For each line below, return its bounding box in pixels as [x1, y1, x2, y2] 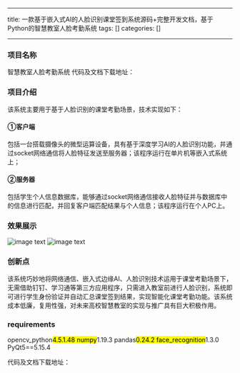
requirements [7, 319, 56, 329]
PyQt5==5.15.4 [7, 343, 51, 352]
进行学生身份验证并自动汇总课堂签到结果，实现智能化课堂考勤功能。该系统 [13, 292, 233, 300]
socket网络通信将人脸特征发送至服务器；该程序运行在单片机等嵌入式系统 [13, 148, 227, 157]
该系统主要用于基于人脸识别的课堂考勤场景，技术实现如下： [7, 105, 183, 113]
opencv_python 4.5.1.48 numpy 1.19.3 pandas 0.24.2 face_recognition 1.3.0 [7, 335, 219, 344]
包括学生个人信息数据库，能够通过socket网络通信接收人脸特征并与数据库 [7, 193, 221, 200]
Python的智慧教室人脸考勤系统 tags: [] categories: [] [7, 24, 161, 32]
